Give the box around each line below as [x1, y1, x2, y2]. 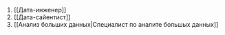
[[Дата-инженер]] [13, 6, 67, 14]
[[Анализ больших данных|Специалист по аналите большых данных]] [13, 21, 219, 28]
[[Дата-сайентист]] [13, 13, 71, 21]
